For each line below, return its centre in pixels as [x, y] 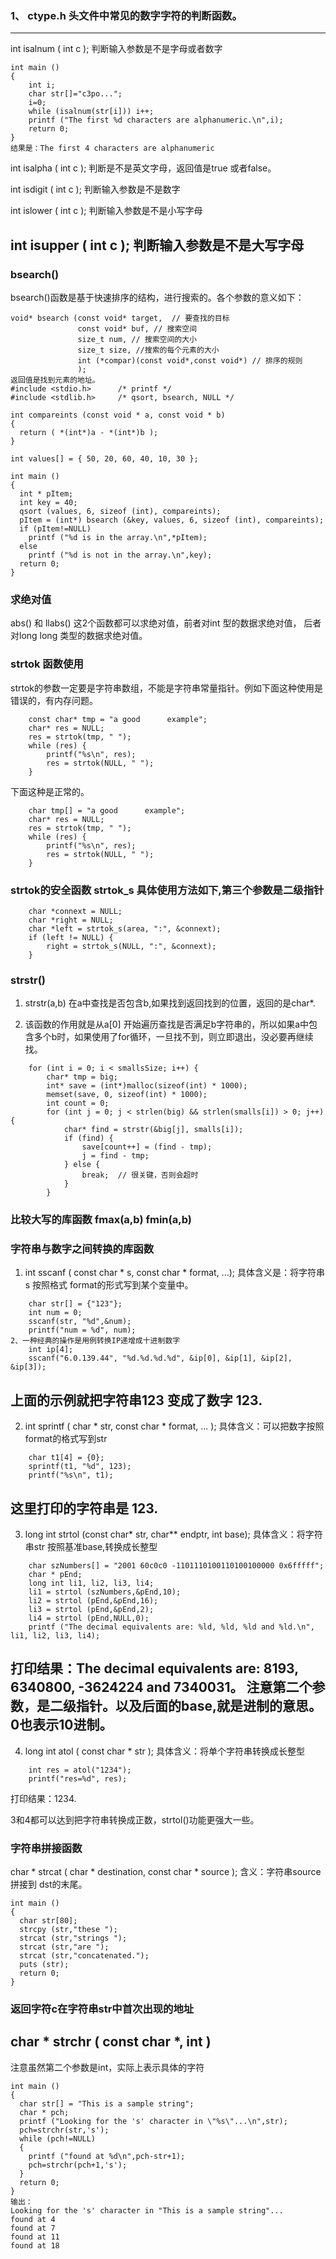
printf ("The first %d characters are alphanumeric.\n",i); [156, 120]
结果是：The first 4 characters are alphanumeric [112, 148]
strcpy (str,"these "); [68, 1930]
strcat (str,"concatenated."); [84, 1956]
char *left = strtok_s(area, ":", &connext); [125, 928]
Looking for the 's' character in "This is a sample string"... [147, 2210]
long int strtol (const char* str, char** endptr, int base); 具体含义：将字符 [173, 1534]
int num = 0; [55, 1313]
